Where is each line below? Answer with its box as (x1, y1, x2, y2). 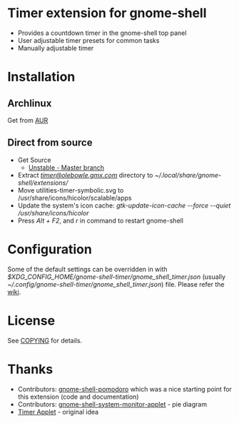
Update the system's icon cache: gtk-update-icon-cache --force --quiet (17, 201, 231, 210)
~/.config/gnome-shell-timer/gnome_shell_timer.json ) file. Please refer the (7, 280, 225, 288)
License (7, 312, 56, 329)
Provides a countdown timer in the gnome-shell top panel (17, 29, 187, 37)
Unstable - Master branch (28, 163, 105, 172)
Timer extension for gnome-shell (7, 5, 207, 21)
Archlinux (7, 97, 52, 109)
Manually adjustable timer (17, 44, 94, 52)
